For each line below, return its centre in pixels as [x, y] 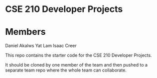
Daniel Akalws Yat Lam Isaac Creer [41, 46]
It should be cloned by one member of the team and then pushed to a [77, 65]
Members [25, 32]
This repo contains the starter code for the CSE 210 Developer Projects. [78, 55]
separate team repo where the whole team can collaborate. [66, 70]
